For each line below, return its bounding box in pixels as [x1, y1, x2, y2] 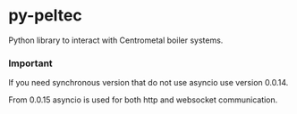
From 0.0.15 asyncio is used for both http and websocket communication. [8, 94, 278, 105]
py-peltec [8, 5, 82, 26]
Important [8, 57, 53, 69]
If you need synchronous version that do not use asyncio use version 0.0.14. [8, 77, 289, 88]
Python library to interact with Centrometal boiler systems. [8, 35, 224, 45]
